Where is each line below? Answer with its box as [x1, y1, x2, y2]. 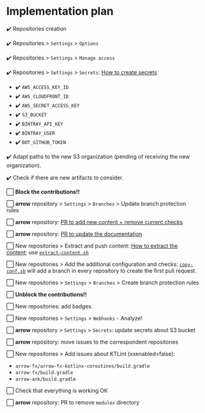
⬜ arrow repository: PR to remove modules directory [6, 398, 140, 406]
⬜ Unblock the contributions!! [6, 290, 87, 298]
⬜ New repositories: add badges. [6, 302, 93, 310]
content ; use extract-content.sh [6, 248, 89, 256]
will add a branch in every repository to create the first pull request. [27, 267, 197, 274]
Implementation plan [6, 4, 114, 18]
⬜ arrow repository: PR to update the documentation [6, 230, 143, 237]
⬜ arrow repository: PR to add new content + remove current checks [6, 218, 183, 225]
